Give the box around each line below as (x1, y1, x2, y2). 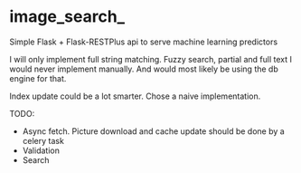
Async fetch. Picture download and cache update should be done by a (22, 125, 285, 137)
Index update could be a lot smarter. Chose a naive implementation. (9, 91, 261, 101)
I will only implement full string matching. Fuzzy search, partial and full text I (9, 53, 292, 64)
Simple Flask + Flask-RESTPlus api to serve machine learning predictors (9, 36, 278, 47)
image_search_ (9, 6, 125, 27)
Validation (22, 145, 61, 156)
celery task (22, 135, 65, 146)
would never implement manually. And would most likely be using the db (9, 63, 278, 74)
